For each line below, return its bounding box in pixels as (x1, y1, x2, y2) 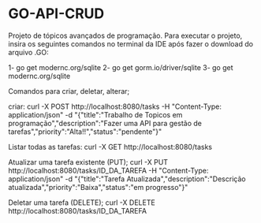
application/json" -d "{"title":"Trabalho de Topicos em (8, 110, 183, 119)
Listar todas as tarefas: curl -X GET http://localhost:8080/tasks (8, 142, 213, 151)
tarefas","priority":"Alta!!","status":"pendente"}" (8, 127, 162, 136)
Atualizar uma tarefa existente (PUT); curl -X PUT (8, 157, 168, 166)
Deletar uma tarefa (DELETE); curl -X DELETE (8, 198, 155, 207)
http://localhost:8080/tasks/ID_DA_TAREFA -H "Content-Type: (8, 165, 209, 175)
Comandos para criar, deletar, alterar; (8, 86, 130, 95)
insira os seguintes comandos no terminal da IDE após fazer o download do (8, 39, 254, 48)
